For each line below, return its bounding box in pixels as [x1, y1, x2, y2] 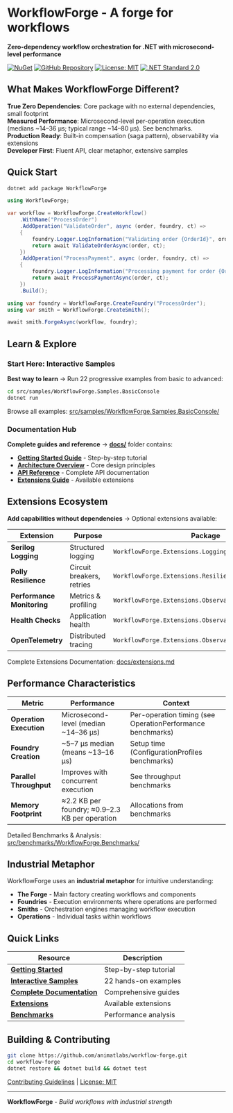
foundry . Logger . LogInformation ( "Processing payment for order [32, 268, 216, 275]
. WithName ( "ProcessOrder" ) [19, 217, 98, 224]
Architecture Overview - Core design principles [17, 461, 156, 469]
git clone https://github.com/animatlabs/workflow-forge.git [7, 1052, 188, 1060]
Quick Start [7, 167, 58, 178]
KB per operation [61, 813, 117, 823]
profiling [69, 599, 97, 609]
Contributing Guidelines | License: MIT [7, 1078, 117, 1086]
